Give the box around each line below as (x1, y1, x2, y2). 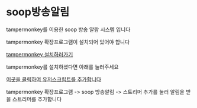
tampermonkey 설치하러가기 (6, 50, 73, 58)
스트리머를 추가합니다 (12, 95, 62, 103)
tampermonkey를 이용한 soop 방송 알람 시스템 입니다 (6, 26, 131, 33)
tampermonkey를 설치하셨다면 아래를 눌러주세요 (6, 63, 120, 70)
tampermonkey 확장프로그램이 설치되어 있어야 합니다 (6, 38, 130, 45)
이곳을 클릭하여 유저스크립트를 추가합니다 (6, 76, 102, 83)
